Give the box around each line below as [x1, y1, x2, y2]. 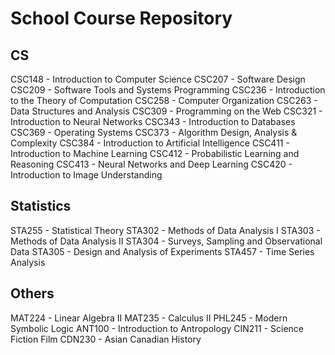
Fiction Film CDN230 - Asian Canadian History [10, 333, 202, 345]
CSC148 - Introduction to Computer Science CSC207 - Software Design [10, 73, 306, 85]
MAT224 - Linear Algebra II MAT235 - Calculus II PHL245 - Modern [10, 312, 288, 324]
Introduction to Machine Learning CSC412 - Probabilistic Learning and [10, 148, 300, 159]
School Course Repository [10, 7, 233, 30]
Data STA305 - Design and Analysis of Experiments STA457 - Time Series [10, 245, 315, 257]
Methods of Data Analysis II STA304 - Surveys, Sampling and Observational [10, 235, 323, 247]
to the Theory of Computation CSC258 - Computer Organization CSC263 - [10, 95, 318, 106]
